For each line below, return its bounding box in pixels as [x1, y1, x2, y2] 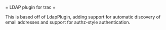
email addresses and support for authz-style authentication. [5, 19, 131, 25]
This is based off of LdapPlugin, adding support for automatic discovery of [5, 14, 161, 19]
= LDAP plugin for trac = [5, 4, 56, 10]
